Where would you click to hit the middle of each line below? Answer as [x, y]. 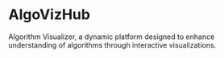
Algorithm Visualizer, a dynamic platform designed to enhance [112, 37]
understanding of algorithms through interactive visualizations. [112, 44]
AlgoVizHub [50, 15]
